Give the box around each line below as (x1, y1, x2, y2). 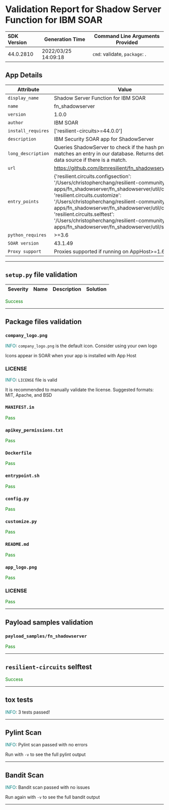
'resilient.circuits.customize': (53, 192, 122, 199)
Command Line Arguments (94, 32, 160, 39)
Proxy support (8, 249, 42, 254)
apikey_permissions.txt (5, 427, 64, 433)
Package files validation (5, 317, 82, 326)
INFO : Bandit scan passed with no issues (5, 784, 90, 790)
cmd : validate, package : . (92, 51, 147, 58)
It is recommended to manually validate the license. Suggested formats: (5, 387, 154, 393)
